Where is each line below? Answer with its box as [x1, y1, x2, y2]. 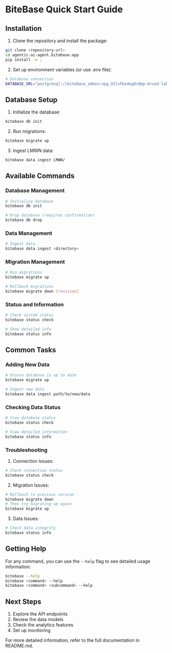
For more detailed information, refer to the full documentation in [5, 637, 140, 643]
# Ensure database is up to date [5, 372, 77, 378]
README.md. [5, 643, 34, 649]
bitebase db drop [5, 217, 42, 223]
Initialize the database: [12, 109, 60, 115]
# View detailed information [5, 429, 68, 435]
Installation [5, 24, 42, 33]
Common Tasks [5, 346, 56, 355]
